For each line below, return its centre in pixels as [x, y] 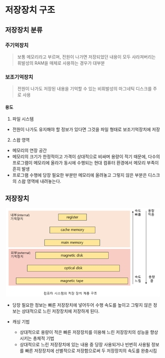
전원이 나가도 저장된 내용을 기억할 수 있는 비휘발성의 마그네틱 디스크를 [84, 89]
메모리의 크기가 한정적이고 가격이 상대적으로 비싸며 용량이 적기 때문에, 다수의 [86, 157]
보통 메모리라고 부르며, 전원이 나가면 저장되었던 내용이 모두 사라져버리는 [86, 57]
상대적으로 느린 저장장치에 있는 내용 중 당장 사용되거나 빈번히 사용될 [85, 344]
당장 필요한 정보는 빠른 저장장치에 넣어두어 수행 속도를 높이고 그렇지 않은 [82, 305]
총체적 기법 [43, 338]
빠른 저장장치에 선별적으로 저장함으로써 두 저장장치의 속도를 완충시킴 [91, 351]
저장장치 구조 [30, 10]
